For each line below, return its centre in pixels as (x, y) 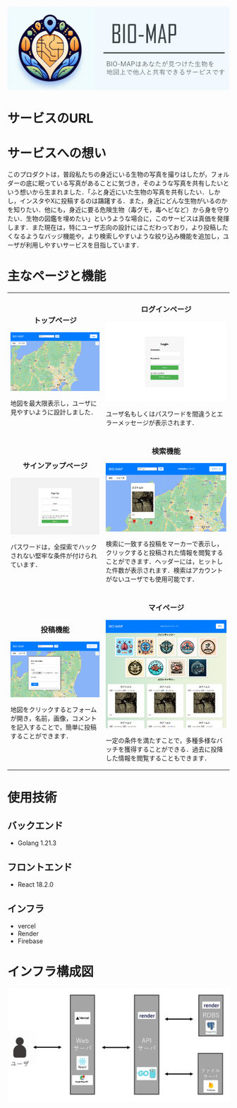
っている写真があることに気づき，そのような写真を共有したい (134, 183)
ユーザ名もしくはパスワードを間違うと (161, 414)
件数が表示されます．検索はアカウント (168, 571)
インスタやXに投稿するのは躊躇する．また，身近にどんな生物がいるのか (123, 201)
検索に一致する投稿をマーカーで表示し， (164, 544)
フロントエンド (40, 867)
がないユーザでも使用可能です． (152, 579)
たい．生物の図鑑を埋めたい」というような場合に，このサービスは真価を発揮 (119, 218)
